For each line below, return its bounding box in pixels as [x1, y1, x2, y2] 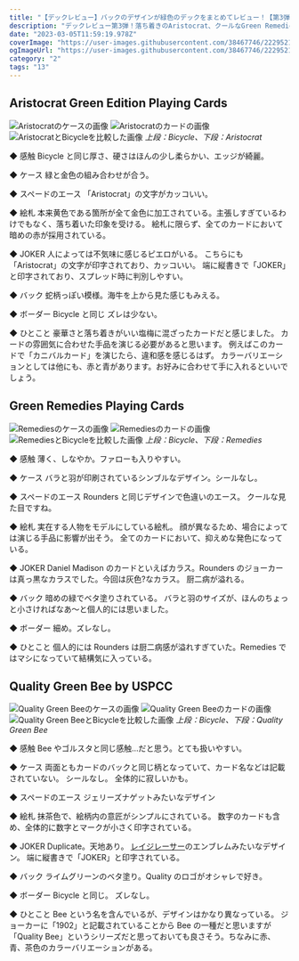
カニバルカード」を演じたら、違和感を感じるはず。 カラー [32, 349, 245, 361]
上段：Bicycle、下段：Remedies [145, 434, 263, 445]
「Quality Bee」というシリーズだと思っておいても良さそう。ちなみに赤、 [9, 932, 276, 942]
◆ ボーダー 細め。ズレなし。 [9, 623, 116, 633]
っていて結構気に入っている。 [47, 652, 158, 664]
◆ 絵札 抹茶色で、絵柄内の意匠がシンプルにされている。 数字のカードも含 [9, 811, 280, 822]
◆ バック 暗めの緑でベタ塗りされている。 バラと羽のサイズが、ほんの [9, 592, 265, 603]
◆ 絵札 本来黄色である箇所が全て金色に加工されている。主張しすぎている [9, 207, 279, 218]
